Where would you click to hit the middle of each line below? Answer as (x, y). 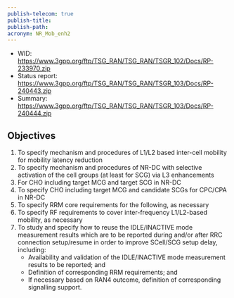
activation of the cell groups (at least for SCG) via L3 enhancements (116, 175)
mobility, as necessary (50, 220)
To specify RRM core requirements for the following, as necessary (113, 205)
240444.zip (34, 113)
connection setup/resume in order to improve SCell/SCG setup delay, (117, 242)
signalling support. (55, 287)
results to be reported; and (66, 265)
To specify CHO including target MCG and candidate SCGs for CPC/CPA (122, 190)
